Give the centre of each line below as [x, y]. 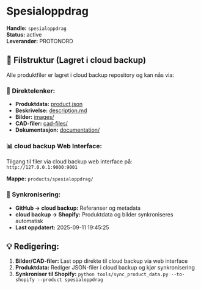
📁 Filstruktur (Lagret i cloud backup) [76, 60]
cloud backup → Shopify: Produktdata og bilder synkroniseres [94, 214]
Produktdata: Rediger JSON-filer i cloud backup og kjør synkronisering [105, 268]
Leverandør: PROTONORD [40, 41]
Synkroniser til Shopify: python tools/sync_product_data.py [92, 274]
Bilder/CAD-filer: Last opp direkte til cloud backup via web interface [101, 261]
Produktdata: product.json [49, 104]
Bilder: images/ [35, 117]
